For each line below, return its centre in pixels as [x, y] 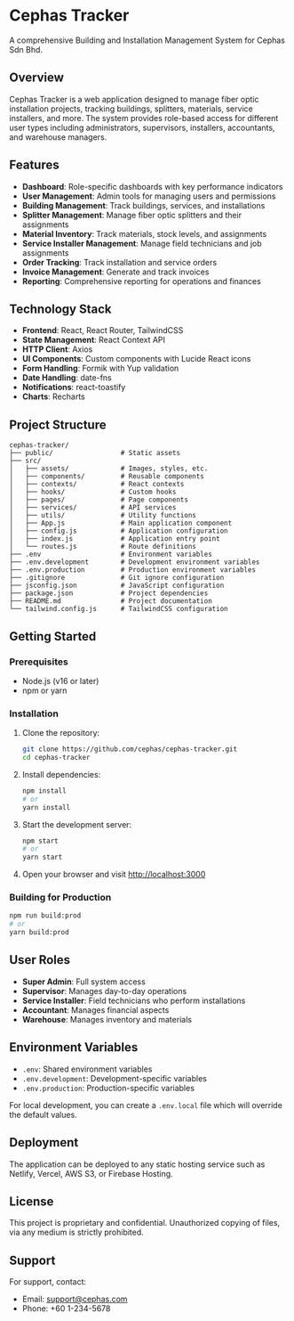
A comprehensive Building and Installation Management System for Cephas [147, 40]
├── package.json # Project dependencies [109, 593]
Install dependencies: [61, 774]
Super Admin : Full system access [84, 982]
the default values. [43, 1114]
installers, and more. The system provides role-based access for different [144, 118]
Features [34, 165]
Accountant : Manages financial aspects [95, 1010]
